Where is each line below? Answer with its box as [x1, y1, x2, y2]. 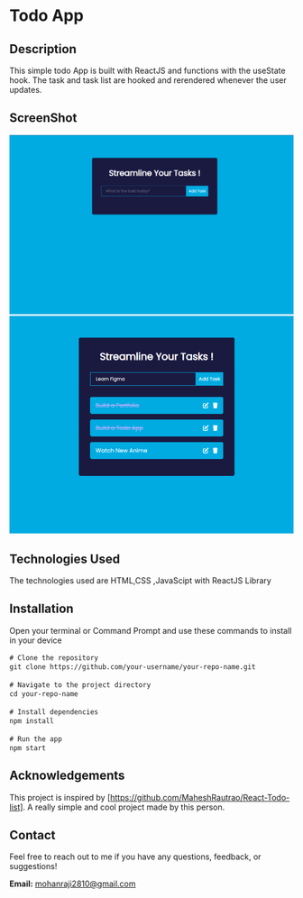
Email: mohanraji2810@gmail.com [9, 878, 137, 889]
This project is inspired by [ [9, 792, 111, 802]
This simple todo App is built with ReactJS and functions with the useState [9, 65, 286, 76]
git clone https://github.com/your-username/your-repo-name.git [9, 662, 256, 672]
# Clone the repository [9, 653, 99, 663]
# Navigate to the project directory [9, 680, 151, 690]
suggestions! [9, 861, 58, 872]
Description [9, 41, 77, 57]
